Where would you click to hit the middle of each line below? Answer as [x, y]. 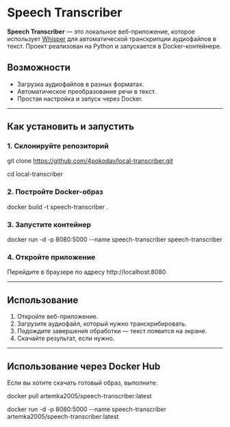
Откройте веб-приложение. [57, 317]
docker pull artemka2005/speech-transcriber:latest [79, 396]
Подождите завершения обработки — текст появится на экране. [112, 331]
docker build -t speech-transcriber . [57, 207]
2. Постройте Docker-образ [55, 192]
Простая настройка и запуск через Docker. [80, 99]
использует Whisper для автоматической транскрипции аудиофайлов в [112, 38]
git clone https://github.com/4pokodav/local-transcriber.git [90, 161]
